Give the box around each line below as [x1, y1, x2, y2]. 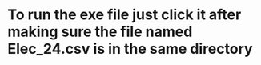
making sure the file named [7, 22, 193, 41]
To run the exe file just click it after [7, 6, 242, 24]
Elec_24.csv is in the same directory [7, 40, 253, 58]
